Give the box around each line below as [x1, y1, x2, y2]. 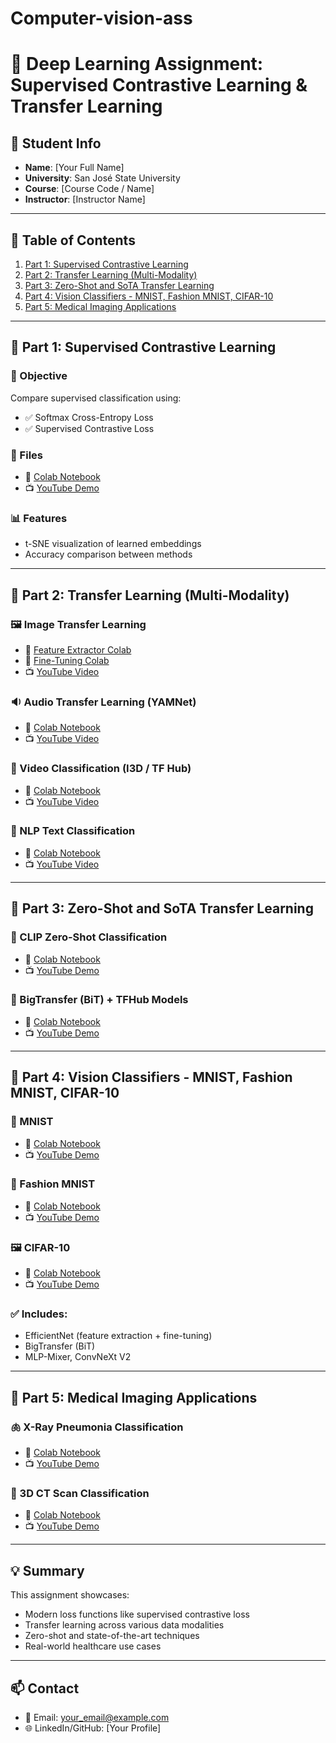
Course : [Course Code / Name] [24, 183, 155, 195]
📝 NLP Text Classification [10, 824, 136, 838]
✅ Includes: [10, 1307, 68, 1321]
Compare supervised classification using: [10, 392, 182, 404]
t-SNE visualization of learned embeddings [24, 538, 202, 550]
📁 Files [10, 448, 43, 462]
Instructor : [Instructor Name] [24, 193, 146, 206]
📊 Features [10, 511, 68, 525]
